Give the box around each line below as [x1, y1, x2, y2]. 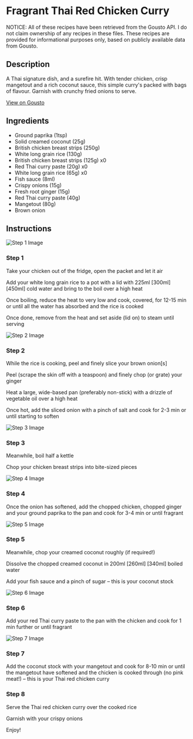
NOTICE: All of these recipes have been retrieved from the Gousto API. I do [6, 24, 187, 31]
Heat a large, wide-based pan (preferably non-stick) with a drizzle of [6, 388, 172, 395]
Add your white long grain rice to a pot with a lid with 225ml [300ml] [6, 278, 171, 286]
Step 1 [6, 254, 24, 262]
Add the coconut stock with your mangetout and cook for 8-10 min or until [6, 663, 185, 670]
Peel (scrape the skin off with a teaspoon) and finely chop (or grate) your [6, 371, 183, 378]
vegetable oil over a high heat [6, 395, 78, 402]
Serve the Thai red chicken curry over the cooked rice [6, 703, 137, 710]
